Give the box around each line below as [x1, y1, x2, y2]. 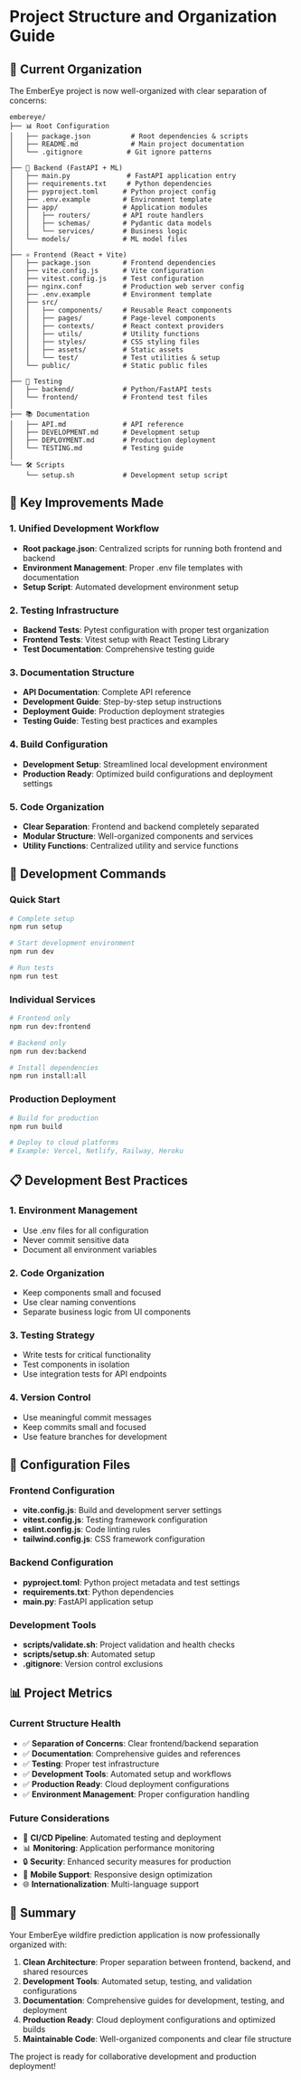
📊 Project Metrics [9, 1686, 113, 1701]
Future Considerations [9, 1812, 110, 1824]
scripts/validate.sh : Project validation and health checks [22, 1639, 235, 1651]
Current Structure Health [9, 1718, 121, 1730]
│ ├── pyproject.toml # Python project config [9, 187, 217, 196]
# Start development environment [9, 938, 136, 948]
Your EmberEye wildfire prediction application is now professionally [9, 1929, 260, 1940]
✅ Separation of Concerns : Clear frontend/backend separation [22, 1737, 259, 1748]
